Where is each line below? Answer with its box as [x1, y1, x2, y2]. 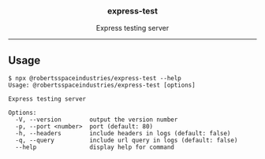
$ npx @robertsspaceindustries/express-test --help [8, 75, 181, 83]
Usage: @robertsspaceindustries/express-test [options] [8, 81, 196, 90]
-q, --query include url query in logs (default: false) [15, 136, 238, 145]
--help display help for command [15, 143, 175, 151]
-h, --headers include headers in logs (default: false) [15, 130, 231, 138]
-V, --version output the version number [15, 116, 178, 124]
